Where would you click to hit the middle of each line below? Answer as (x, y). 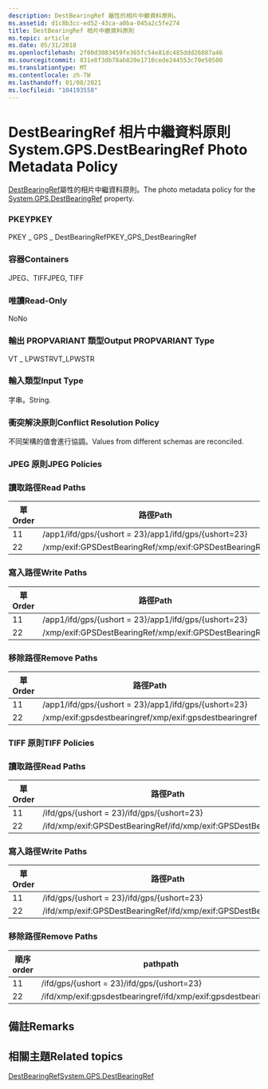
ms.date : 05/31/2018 (43, 46)
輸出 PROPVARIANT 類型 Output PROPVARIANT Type (112, 341)
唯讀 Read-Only (38, 301)
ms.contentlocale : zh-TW (49, 75)
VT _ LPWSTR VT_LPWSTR (51, 359)
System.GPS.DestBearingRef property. (71, 199)
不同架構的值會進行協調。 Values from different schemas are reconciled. (126, 441)
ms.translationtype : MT (48, 68)
